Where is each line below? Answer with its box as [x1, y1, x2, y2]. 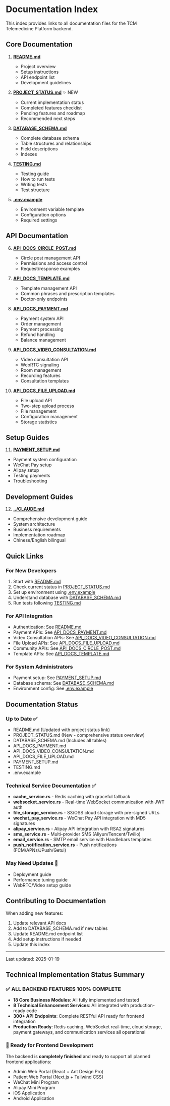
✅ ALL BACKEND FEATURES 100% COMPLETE [6, 985, 122, 992]
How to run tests [20, 176, 55, 182]
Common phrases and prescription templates [20, 290, 115, 296]
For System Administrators [6, 663, 73, 671]
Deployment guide [13, 871, 52, 877]
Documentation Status [6, 700, 78, 708]
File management [20, 408, 57, 414]
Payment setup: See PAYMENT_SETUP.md [13, 675, 101, 681]
